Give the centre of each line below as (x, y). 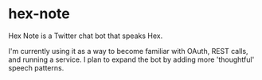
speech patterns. (36, 67)
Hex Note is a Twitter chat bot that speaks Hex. (86, 36)
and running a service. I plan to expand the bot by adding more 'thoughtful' (131, 59)
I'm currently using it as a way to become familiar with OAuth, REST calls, (128, 51)
